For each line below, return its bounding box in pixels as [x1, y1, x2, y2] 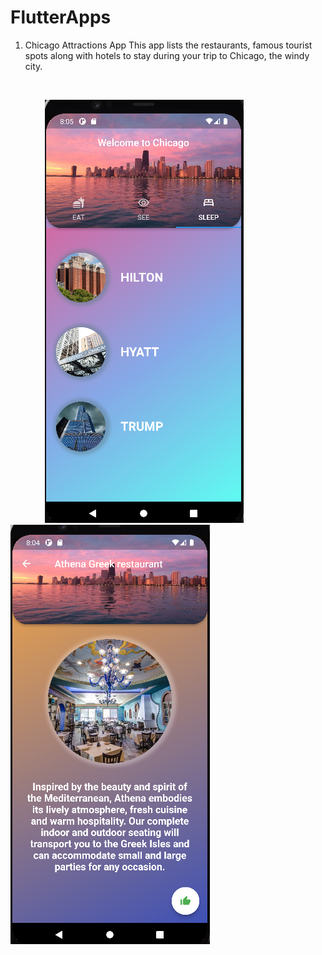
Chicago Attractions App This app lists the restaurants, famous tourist [24, 39, 313, 51]
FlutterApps [10, 6, 112, 29]
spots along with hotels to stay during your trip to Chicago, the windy [24, 49, 310, 61]
